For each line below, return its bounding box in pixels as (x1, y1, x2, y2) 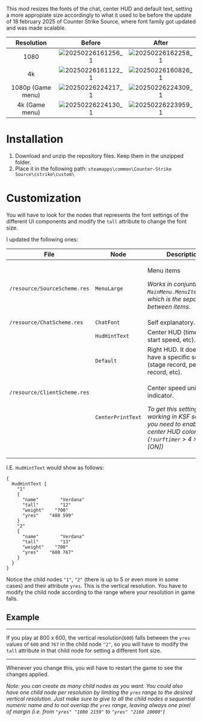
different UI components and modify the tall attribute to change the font (6, 217, 187, 225)
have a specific (147, 352, 191, 361)
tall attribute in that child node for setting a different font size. (6, 647, 162, 654)
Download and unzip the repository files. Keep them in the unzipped (14, 152, 184, 159)
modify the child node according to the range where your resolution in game (6, 588, 195, 596)
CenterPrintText (95, 414, 142, 420)
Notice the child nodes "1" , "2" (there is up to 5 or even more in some (6, 575, 179, 583)
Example (6, 613, 40, 623)
